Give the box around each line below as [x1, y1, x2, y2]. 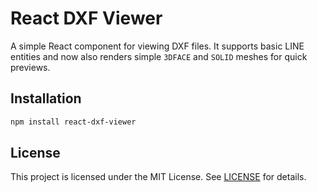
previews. [10, 61, 51, 73]
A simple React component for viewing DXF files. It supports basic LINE [10, 40, 305, 52]
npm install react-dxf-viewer [10, 117, 137, 127]
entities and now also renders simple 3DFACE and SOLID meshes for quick [10, 50, 308, 62]
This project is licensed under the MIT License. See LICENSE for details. [10, 171, 307, 183]
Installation [10, 90, 82, 107]
